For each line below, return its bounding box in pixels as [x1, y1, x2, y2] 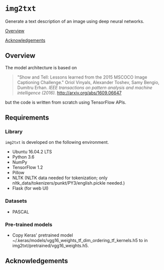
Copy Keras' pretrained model [12, 232, 73, 238]
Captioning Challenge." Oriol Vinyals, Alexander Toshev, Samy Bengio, [17, 79, 160, 85]
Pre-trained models [5, 221, 53, 228]
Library [5, 128, 23, 135]
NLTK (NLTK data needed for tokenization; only [12, 175, 108, 181]
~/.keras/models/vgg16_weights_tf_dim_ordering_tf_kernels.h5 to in [12, 238, 148, 243]
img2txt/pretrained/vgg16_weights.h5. [12, 243, 89, 249]
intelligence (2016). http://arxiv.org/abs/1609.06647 [17, 90, 122, 96]
